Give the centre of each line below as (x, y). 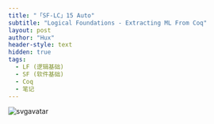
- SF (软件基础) (40, 74)
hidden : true (30, 52)
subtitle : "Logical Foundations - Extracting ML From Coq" (108, 23)
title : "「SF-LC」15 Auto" (52, 15)
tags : (17, 60)
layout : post (30, 30)
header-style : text (40, 45)
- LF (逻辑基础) (40, 67)
